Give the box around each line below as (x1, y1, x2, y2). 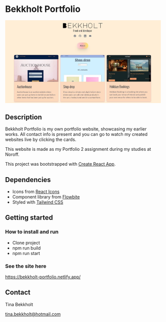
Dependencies (5, 175, 51, 184)
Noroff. (5, 151, 20, 157)
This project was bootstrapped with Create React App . (5, 161, 116, 167)
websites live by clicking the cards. (5, 136, 77, 142)
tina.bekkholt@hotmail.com (5, 311, 61, 317)
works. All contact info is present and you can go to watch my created (5, 131, 148, 137)
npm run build (12, 245, 41, 251)
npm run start (12, 250, 41, 256)
